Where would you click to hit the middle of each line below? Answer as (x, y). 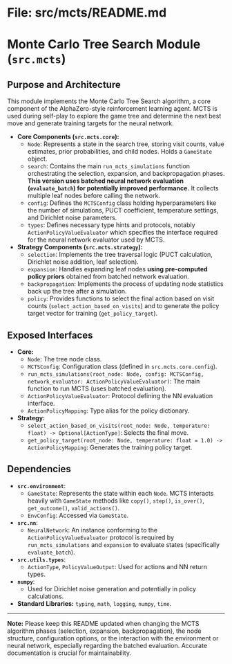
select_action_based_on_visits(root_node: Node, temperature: (119, 426)
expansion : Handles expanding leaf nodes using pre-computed (118, 269)
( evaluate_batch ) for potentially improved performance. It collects (123, 188)
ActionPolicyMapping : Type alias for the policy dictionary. (108, 411)
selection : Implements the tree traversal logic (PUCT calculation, (120, 255)
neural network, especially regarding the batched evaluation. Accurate (107, 645)
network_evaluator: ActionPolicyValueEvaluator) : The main (114, 381)
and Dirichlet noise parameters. (72, 218)
